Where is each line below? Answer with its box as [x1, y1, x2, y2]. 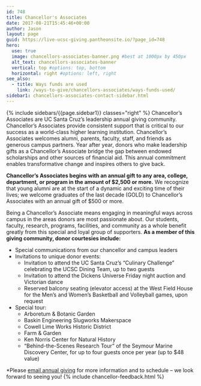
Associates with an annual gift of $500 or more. [6, 197, 124, 204]
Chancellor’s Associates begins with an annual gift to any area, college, [6, 172, 188, 179]
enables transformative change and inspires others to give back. [6, 160, 166, 167]
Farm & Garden [23, 329, 62, 337]
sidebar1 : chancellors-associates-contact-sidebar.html [6, 93, 149, 99]
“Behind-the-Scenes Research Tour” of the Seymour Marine [23, 342, 173, 349]
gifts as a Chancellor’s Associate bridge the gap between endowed [6, 147, 172, 155]
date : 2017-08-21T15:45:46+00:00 [6, 20, 90, 26]
